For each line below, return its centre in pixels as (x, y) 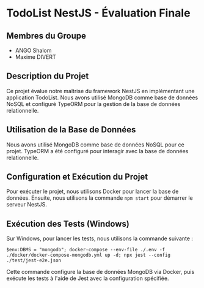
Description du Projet (48, 76)
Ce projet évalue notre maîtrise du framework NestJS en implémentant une (100, 91)
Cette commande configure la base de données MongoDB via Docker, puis (100, 272)
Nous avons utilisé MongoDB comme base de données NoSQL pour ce (95, 145)
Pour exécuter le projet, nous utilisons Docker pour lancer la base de (93, 191)
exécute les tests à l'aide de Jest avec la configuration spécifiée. (88, 278)
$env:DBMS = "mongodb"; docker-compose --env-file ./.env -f (86, 250)
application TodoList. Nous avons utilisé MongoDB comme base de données (102, 97)
